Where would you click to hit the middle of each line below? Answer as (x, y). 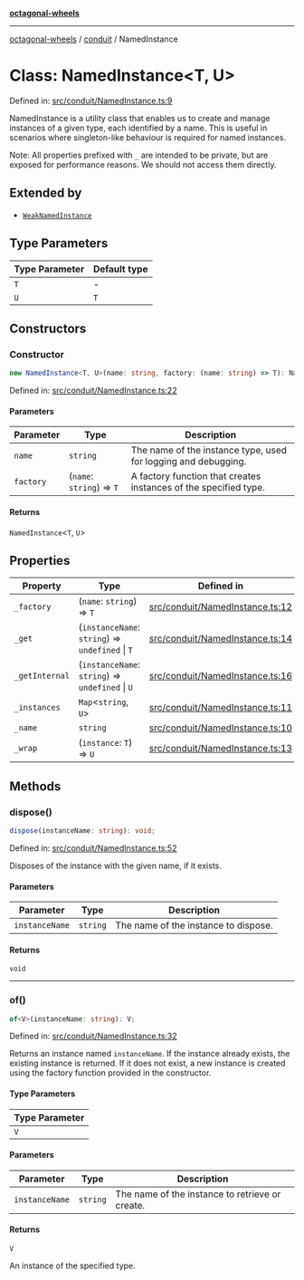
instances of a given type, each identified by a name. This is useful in (138, 128)
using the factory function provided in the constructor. (110, 1073)
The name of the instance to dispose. (194, 925)
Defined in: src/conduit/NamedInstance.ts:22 (94, 391)
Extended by (46, 193)
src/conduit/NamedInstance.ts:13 (220, 749)
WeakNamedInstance (57, 215)
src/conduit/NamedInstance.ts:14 (220, 639)
